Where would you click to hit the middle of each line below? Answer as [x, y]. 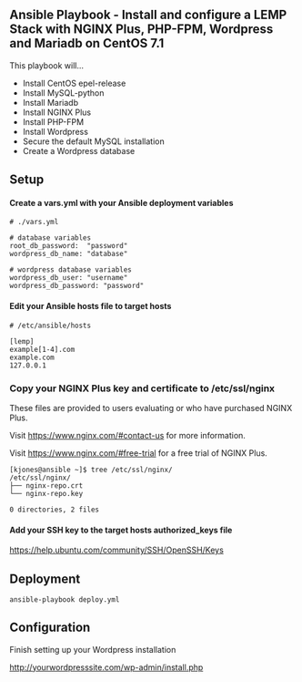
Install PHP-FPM [53, 121]
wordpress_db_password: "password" [77, 286]
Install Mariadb [50, 102]
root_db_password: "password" [69, 246]
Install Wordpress [55, 131]
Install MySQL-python [63, 93]
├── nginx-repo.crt [46, 486]
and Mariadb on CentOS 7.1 [87, 43]
